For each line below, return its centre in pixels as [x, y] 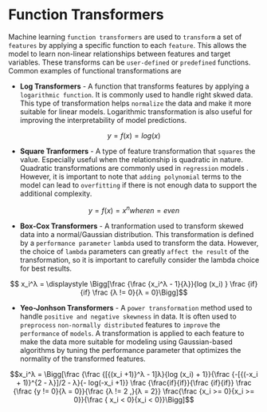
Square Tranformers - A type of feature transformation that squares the [137, 151]
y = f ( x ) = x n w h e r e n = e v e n [134, 209]
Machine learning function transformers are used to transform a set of [125, 37]
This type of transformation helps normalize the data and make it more [135, 103]
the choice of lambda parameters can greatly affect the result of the [134, 251]
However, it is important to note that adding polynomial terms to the [130, 176]
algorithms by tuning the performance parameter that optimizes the [130, 350]
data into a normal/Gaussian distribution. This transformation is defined [137, 234]
